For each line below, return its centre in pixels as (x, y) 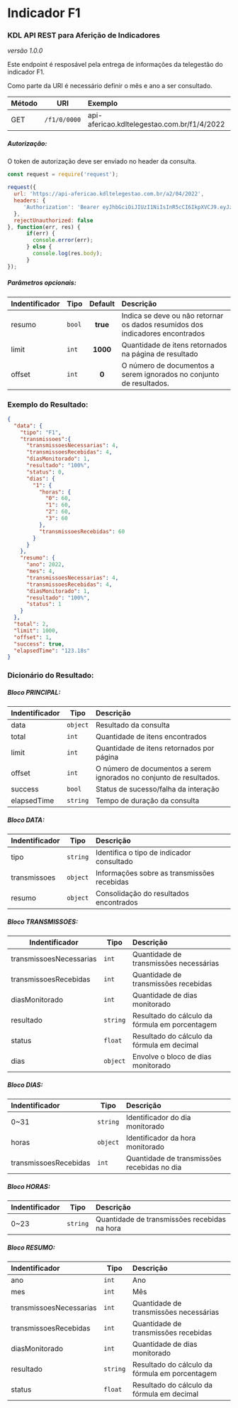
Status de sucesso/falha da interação (157, 789)
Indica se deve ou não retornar (172, 316)
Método (24, 103)
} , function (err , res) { (44, 227)
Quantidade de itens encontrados (151, 737)
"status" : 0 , (45, 472)
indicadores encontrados (163, 334)
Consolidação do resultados (142, 894)
